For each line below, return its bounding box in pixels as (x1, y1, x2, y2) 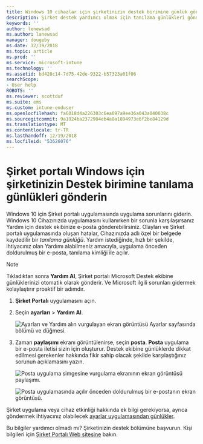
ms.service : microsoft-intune (6, 59, 83, 65)
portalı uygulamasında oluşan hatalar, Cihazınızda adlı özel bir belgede (6, 230, 181, 237)
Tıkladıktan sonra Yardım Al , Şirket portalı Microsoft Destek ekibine (6, 272, 173, 279)
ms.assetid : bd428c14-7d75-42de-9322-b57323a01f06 (6, 71, 137, 77)
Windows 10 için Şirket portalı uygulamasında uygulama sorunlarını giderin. (6, 210, 193, 217)
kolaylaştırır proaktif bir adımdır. (6, 285, 85, 293)
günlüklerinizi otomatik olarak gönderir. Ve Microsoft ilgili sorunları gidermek (6, 279, 196, 286)
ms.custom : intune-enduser (6, 104, 74, 111)
